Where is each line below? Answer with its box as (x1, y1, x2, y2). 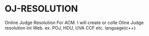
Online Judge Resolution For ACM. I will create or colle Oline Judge (5, 19, 144, 25)
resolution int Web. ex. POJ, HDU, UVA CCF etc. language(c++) (5, 24, 136, 30)
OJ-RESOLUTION (5, 3, 79, 14)
